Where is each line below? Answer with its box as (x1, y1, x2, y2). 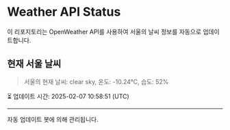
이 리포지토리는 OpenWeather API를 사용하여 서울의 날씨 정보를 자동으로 (7, 27, 202, 36)
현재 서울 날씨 (7, 58, 62, 70)
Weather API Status (7, 4, 121, 20)
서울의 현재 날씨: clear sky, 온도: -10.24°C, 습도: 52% (23, 77, 169, 86)
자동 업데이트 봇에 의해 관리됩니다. (7, 115, 99, 123)
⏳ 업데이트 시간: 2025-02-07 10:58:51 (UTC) (7, 92, 130, 100)
